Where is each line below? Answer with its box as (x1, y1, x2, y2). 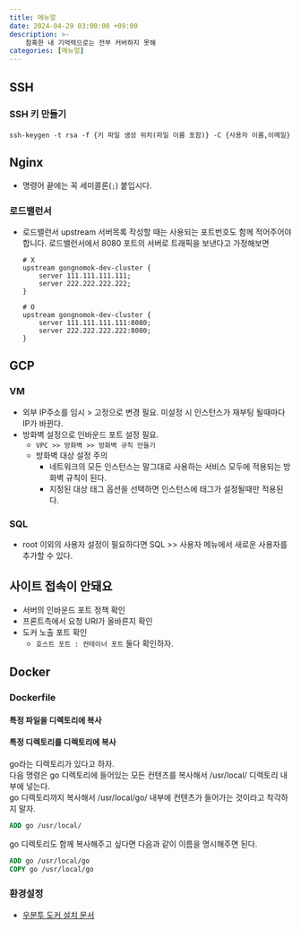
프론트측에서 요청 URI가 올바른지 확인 (21, 615, 153, 626)
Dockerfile (9, 692, 56, 704)
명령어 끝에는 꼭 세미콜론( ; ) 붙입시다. (21, 180, 152, 191)
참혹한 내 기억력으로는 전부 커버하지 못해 (25, 38, 157, 47)
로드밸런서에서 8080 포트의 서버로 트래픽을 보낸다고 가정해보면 (48, 237, 270, 248)
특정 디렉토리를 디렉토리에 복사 (9, 736, 116, 748)
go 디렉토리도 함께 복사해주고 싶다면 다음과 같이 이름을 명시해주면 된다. (9, 839, 258, 849)
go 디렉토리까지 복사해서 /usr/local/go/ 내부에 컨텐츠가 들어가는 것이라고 (9, 792, 265, 803)
